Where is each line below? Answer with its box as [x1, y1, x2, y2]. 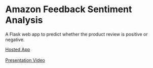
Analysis [5, 14, 43, 26]
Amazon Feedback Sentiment [5, 4, 132, 15]
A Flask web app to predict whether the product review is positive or [5, 31, 148, 37]
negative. [5, 37, 25, 43]
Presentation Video [5, 57, 46, 63]
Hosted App [5, 46, 30, 52]
